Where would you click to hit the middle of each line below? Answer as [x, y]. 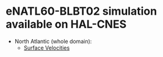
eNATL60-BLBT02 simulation [81, 11]
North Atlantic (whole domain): [53, 41]
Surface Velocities [47, 48]
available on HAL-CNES [66, 24]
